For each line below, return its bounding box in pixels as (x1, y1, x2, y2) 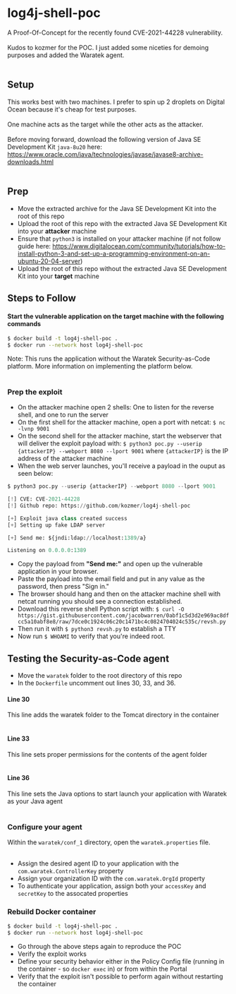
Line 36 (7, 774, 30, 782)
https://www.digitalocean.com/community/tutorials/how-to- (52, 241, 226, 250)
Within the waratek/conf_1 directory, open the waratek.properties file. (7, 838, 211, 846)
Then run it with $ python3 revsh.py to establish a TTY (17, 625, 177, 633)
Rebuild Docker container (7, 906, 97, 916)
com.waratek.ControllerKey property (17, 867, 124, 875)
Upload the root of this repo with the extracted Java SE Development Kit (17, 219, 228, 227)
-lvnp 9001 (17, 426, 50, 433)
